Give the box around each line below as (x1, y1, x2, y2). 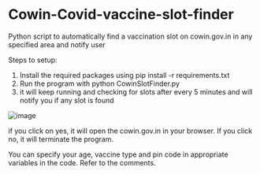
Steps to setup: (8, 55, 58, 65)
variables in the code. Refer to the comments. (8, 157, 156, 167)
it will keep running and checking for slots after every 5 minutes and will (19, 87, 253, 96)
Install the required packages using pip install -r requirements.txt (19, 70, 230, 80)
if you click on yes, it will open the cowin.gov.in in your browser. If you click (8, 126, 253, 135)
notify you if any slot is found (19, 95, 114, 105)
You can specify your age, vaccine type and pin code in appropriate (8, 150, 228, 159)
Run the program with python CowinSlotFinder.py (19, 79, 180, 88)
